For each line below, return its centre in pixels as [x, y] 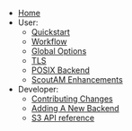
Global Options [59, 51]
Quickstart [50, 32]
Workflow [49, 41]
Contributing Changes [72, 99]
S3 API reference [63, 118]
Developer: [38, 89]
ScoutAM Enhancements [77, 79]
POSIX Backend [60, 70]
